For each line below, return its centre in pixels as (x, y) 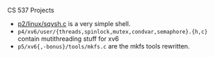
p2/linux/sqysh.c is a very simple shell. (74, 24)
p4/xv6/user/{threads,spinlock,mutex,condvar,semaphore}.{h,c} (113, 32)
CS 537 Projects (31, 10)
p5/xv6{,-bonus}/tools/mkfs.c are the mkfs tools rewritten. (103, 46)
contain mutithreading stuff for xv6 (68, 39)
